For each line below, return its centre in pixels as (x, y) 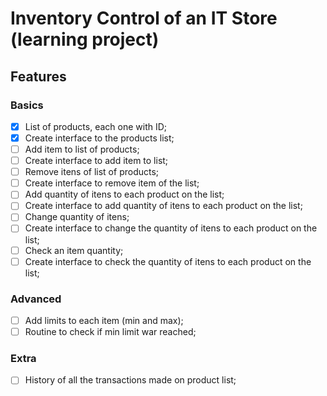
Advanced (36, 299)
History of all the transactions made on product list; (130, 380)
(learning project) (85, 39)
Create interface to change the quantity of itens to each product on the (171, 228)
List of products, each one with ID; (96, 126)
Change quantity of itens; (77, 217)
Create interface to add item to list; (96, 161)
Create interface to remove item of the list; (112, 183)
